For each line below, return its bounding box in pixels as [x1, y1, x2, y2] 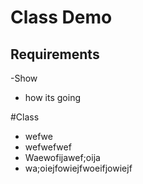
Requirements [10, 46, 100, 63]
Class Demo [10, 6, 113, 29]
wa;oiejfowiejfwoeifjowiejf [24, 162, 133, 174]
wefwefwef [24, 141, 72, 153]
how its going [24, 92, 82, 103]
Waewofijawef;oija [24, 152, 101, 163]
